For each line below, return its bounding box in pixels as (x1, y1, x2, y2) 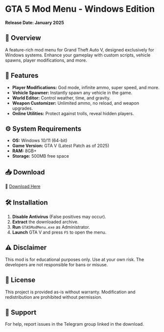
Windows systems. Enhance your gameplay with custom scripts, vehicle (5, 52, 151, 58)
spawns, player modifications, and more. (5, 57, 87, 63)
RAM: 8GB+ (12, 148, 37, 154)
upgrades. (12, 105, 33, 111)
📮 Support (5, 308, 37, 317)
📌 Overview (5, 34, 41, 42)
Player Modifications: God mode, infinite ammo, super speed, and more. (12, 84, 160, 90)
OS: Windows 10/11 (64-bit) (12, 138, 68, 143)
